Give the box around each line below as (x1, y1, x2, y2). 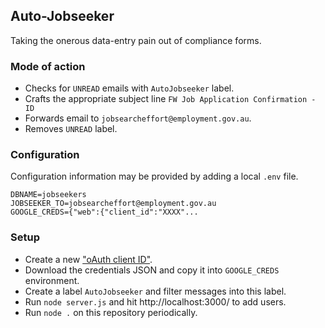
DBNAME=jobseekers (10, 190, 87, 200)
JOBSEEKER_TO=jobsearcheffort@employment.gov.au (10, 199, 217, 209)
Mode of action (10, 59, 86, 73)
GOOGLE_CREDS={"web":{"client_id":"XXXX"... (10, 207, 199, 218)
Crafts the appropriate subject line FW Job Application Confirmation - (24, 93, 317, 105)
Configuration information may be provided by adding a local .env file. (10, 170, 299, 183)
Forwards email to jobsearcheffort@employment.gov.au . (24, 112, 252, 124)
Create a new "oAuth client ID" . (24, 253, 153, 265)
